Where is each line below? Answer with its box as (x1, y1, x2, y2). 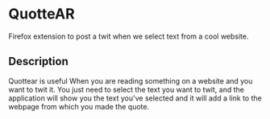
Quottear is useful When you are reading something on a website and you (8, 76, 253, 85)
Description (8, 55, 69, 68)
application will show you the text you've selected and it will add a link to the (8, 93, 262, 103)
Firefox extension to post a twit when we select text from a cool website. (8, 31, 249, 41)
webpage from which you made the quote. (8, 101, 150, 111)
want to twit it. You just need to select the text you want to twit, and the (8, 84, 244, 94)
